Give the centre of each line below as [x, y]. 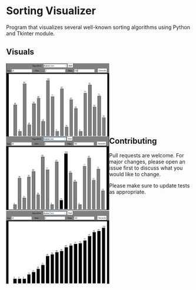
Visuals [20, 52]
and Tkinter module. [30, 33]
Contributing [133, 141]
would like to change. [135, 174]
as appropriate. [127, 192]
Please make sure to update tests [150, 185]
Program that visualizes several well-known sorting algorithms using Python [98, 27]
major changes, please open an [147, 162]
